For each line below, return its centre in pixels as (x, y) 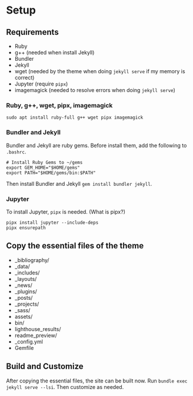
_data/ (22, 266)
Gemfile (24, 348)
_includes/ (27, 273)
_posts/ (24, 297)
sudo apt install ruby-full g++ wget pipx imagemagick (75, 118)
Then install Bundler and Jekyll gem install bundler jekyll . (79, 184)
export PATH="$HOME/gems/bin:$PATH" (51, 173)
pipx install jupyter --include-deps (52, 222)
